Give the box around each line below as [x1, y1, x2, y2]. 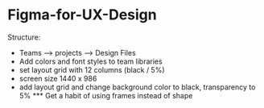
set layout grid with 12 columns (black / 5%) [19, 64, 166, 74]
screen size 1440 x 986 [19, 73, 97, 83]
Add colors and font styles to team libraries [19, 56, 163, 66]
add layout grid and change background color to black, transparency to [19, 82, 256, 92]
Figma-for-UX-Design [7, 6, 158, 24]
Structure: [7, 32, 41, 42]
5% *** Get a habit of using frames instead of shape [19, 90, 193, 100]
